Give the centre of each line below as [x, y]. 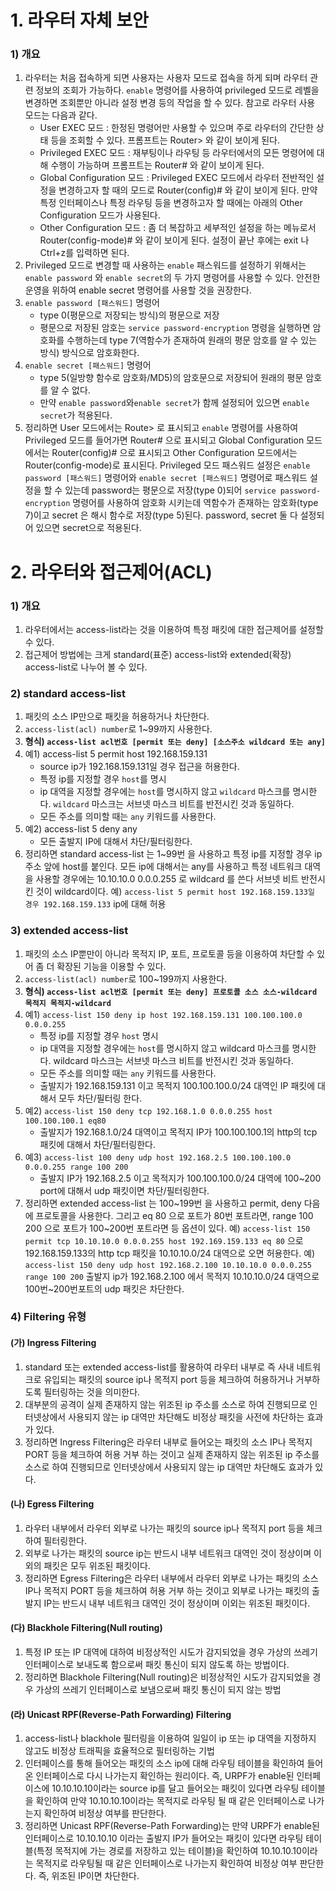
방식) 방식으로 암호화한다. [89, 353]
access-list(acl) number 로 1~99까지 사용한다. [118, 729]
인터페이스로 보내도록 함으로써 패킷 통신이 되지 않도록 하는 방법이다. [157, 1665]
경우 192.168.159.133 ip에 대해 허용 [95, 904]
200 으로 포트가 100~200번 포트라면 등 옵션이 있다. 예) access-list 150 [167, 1228]
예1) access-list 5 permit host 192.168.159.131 [116, 754]
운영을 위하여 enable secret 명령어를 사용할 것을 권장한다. [138, 290]
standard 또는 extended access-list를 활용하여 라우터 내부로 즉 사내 [159, 1367]
